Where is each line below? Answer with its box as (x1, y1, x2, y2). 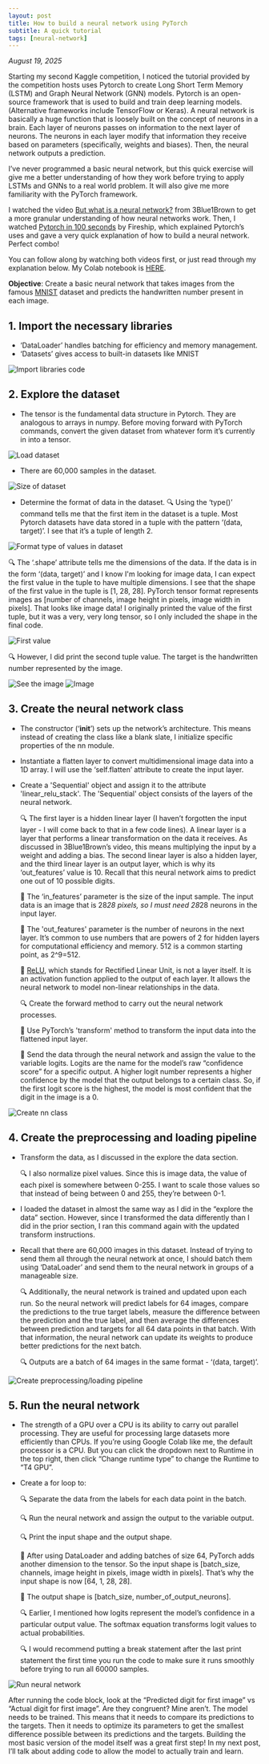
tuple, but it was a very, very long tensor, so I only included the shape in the (8, 612, 258, 621)
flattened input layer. (19, 1034, 88, 1043)
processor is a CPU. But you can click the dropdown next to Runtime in (19, 1445, 254, 1455)
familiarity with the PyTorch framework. (8, 189, 139, 199)
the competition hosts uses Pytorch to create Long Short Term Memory (8, 80, 243, 90)
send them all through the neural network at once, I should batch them (19, 1254, 252, 1263)
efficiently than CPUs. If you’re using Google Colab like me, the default (19, 1437, 253, 1447)
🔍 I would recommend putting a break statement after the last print (19, 1644, 242, 1654)
